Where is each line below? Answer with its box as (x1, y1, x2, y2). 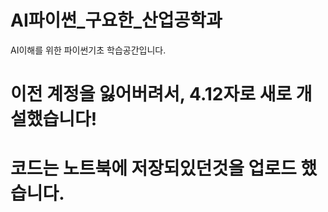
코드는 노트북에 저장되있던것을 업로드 (10, 157, 297, 180)
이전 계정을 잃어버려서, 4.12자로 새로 (10, 83, 293, 106)
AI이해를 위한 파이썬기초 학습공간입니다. (10, 44, 167, 56)
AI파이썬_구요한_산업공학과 (10, 9, 223, 32)
